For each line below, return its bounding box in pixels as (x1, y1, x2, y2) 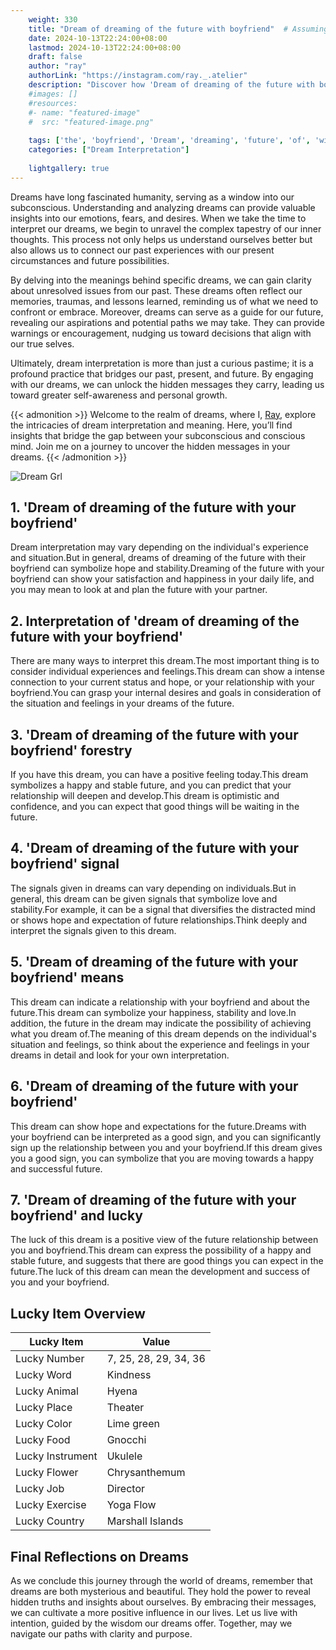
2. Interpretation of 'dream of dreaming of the (10, 612, 300, 630)
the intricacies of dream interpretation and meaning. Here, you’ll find (10, 419, 293, 431)
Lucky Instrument (15, 1449, 98, 1463)
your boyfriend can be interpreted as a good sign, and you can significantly (10, 1131, 321, 1143)
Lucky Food (15, 1433, 71, 1447)
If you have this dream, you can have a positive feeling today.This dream (10, 769, 309, 781)
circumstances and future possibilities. (10, 254, 170, 266)
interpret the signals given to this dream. (10, 924, 177, 936)
